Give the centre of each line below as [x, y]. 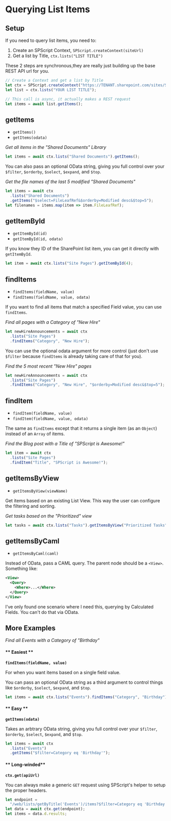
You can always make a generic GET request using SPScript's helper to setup [85, 785]
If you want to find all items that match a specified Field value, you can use [83, 307]
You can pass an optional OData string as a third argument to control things [84, 682]
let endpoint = [21, 800]
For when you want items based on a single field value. [63, 672]
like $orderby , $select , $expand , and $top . [48, 687]
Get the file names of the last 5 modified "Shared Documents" [70, 182]
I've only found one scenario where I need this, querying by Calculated [79, 607]
